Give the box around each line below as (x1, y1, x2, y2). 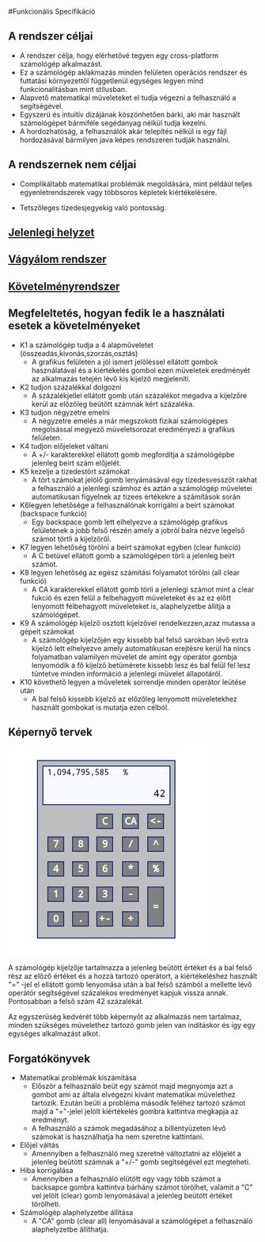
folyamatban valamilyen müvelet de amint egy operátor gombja (31, 652, 237, 661)
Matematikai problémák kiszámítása (19, 1073, 137, 1083)
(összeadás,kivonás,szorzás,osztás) (19, 348, 138, 358)
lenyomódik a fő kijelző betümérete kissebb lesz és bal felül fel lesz (31, 660, 251, 669)
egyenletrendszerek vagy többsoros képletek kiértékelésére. (19, 187, 218, 197)
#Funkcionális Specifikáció (8, 7, 96, 16)
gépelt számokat (19, 627, 75, 636)
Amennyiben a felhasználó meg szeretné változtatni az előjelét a (31, 1149, 241, 1159)
